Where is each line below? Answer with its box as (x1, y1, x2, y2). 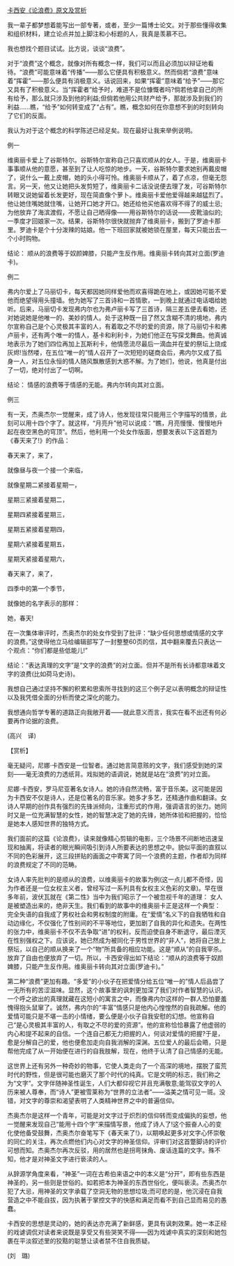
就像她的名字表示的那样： (7, 599, 81, 608)
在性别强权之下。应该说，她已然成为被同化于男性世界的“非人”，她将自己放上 (7, 936, 226, 944)
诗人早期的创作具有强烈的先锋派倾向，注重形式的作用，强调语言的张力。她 (7, 802, 221, 810)
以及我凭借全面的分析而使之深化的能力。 (7, 693, 123, 702)
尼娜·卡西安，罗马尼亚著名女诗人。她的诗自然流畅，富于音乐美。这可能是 (7, 785, 217, 793)
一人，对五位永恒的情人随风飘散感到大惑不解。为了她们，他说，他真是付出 (13, 357, 227, 365)
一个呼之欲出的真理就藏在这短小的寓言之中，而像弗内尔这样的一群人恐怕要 (7, 995, 221, 1003)
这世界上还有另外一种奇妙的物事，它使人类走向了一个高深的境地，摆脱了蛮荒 (7, 1062, 227, 1070)
